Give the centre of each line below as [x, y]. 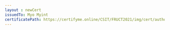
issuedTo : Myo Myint [27, 15]
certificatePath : [23, 19]
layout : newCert [23, 10]
